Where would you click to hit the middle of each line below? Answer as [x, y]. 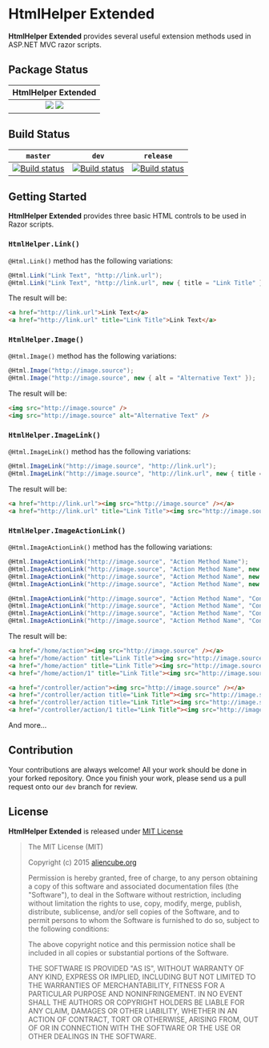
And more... [28, 725]
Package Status [48, 70]
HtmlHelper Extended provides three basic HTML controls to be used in [127, 216]
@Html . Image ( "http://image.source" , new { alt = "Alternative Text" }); [132, 378]
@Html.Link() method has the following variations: [91, 260]
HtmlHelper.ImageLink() [55, 435]
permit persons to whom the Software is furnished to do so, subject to [144, 920]
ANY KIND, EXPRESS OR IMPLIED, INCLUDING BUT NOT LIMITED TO [142, 977]
